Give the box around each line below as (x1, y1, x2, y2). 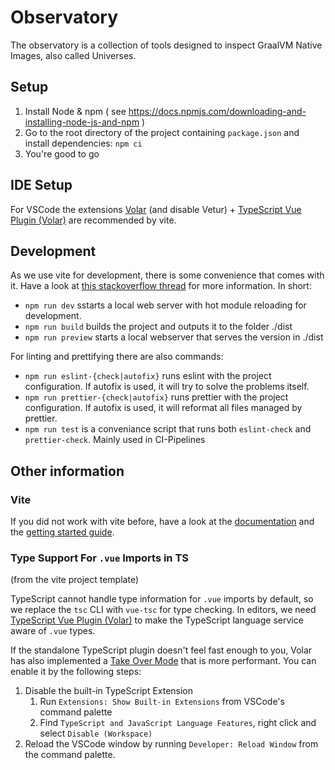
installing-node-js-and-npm (24, 116, 140, 128)
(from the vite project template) (10, 574, 140, 586)
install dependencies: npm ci (24, 137, 143, 149)
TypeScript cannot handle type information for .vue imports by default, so (10, 593, 314, 605)
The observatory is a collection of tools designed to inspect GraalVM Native (10, 39, 323, 51)
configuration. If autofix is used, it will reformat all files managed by (24, 402, 303, 414)
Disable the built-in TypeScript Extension (24, 685, 194, 697)
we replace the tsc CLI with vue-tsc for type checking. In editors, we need (10, 604, 317, 616)
